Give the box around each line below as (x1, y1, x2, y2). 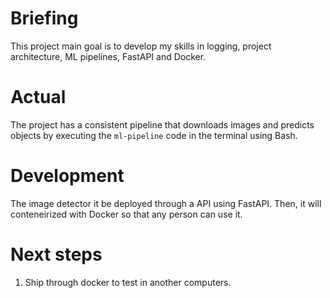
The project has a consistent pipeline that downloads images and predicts (10, 118, 315, 131)
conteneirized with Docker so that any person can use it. (10, 208, 243, 220)
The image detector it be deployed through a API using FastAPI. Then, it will (10, 197, 322, 209)
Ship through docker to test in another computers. (24, 276, 232, 288)
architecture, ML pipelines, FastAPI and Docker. (10, 50, 207, 62)
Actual (10, 86, 67, 109)
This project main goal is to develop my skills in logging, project (10, 40, 272, 52)
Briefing (10, 7, 79, 30)
